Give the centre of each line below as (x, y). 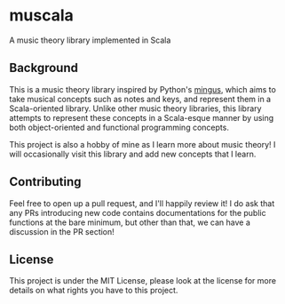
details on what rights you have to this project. (94, 291)
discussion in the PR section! (62, 231)
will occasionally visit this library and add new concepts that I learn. (133, 154)
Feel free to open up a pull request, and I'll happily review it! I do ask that (142, 203)
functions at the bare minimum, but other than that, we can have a (130, 222)
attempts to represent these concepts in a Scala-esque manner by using (142, 117)
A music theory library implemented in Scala (90, 40)
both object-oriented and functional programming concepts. (119, 127)
